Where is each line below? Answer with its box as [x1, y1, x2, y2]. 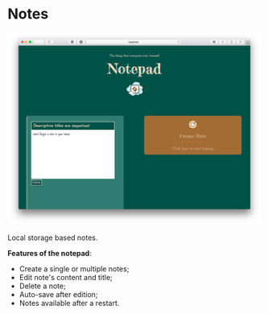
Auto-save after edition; [19, 289, 98, 299]
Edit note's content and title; [19, 272, 113, 282]
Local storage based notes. [7, 233, 98, 242]
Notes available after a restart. [19, 298, 120, 308]
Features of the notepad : [7, 248, 92, 258]
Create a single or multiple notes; [19, 263, 130, 274]
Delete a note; [19, 281, 66, 291]
